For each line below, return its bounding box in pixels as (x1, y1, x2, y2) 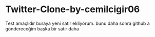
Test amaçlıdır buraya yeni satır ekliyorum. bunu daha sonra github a (5, 20, 150, 26)
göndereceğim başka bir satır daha (5, 25, 80, 31)
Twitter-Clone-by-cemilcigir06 (5, 4, 140, 15)
